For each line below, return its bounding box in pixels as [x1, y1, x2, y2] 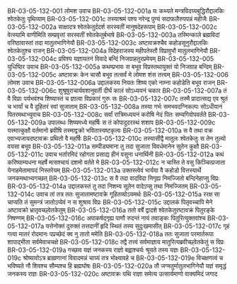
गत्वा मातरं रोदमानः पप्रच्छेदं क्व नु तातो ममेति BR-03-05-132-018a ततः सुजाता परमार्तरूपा [7, 230, 214, 238]
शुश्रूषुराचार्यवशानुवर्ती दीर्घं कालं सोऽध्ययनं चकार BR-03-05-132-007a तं [58, 86, 227, 95]
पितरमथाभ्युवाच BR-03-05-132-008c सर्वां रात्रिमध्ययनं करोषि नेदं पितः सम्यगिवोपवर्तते [7, 110, 207, 118]
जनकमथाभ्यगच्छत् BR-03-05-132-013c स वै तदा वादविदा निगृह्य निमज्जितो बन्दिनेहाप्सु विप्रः [7, 174, 219, 182]
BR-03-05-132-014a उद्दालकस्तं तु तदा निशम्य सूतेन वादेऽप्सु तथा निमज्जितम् [7, 182, 188, 191]
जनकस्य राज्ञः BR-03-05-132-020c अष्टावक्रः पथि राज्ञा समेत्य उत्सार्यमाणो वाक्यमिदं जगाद [7, 270, 218, 278]
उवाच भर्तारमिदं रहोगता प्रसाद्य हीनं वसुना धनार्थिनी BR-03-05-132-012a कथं [45, 150, 224, 159]
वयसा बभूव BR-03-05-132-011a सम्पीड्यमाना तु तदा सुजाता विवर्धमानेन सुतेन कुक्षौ [7, 142, 200, 150]
